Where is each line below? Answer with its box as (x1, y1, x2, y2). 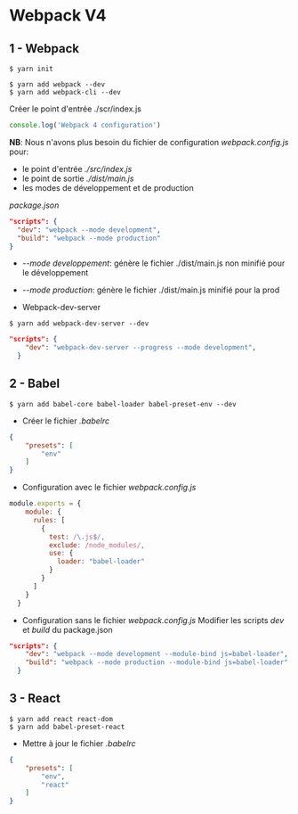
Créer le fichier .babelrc (21, 415, 109, 426)
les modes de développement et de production (21, 182, 194, 193)
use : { (48, 549, 74, 558)
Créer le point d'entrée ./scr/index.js (9, 103, 142, 114)
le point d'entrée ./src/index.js (21, 163, 133, 174)
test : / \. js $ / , (48, 532, 105, 541)
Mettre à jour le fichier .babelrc (21, 737, 136, 749)
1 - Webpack (9, 41, 80, 56)
